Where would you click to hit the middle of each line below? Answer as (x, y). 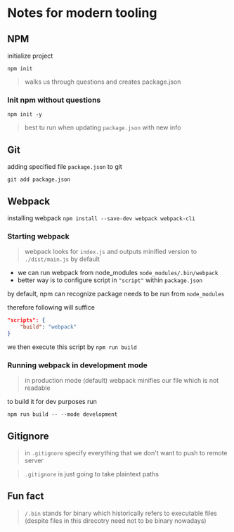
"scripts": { (26, 321)
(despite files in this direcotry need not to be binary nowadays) (115, 520)
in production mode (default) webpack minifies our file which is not (122, 381)
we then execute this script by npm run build (72, 347)
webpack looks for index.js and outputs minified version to (111, 252)
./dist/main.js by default (62, 259)
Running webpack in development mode (77, 365)
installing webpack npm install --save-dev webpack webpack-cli (101, 218)
